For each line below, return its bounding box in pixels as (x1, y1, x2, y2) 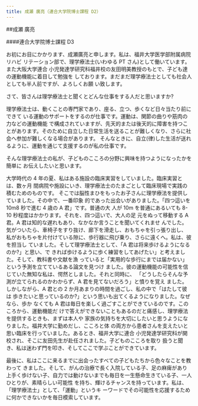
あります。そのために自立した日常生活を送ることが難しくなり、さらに (16, 127, 187, 135)
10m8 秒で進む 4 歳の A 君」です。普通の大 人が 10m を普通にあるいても (6, 204, 181, 211)
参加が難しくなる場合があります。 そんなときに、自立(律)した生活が (16, 135, 181, 142)
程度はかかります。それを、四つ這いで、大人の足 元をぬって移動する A (18, 211, 189, 218)
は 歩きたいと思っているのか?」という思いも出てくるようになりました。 (6, 293, 180, 300)
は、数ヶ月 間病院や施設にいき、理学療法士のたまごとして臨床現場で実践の (6, 182, 188, 189)
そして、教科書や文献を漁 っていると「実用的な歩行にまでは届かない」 (16, 256, 188, 263)
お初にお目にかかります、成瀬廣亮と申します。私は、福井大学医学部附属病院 (6, 51, 192, 58)
